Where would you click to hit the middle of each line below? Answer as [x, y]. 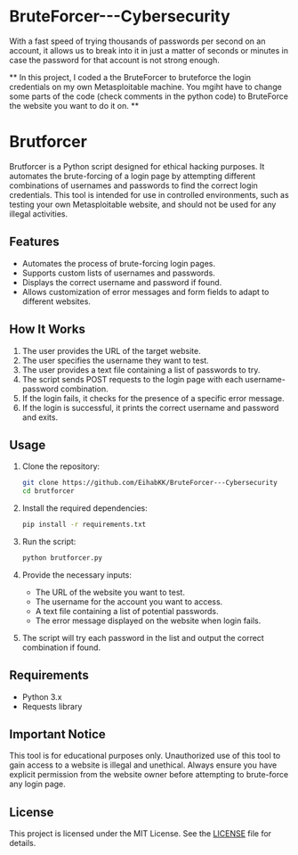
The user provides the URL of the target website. [112, 350]
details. [23, 843]
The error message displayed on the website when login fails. [148, 621]
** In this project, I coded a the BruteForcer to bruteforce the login [130, 77]
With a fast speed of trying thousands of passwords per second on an [137, 41]
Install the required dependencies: [85, 508]
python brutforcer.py [62, 558]
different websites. [56, 301]
